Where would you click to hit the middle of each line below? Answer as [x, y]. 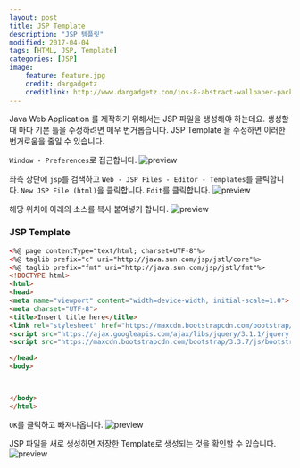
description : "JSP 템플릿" [57, 34]
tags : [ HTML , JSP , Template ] [63, 51]
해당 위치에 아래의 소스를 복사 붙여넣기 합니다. [89, 209]
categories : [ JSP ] [43, 59]
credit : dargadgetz [62, 84]
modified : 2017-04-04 [50, 42]
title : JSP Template [48, 26]
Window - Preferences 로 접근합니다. [73, 160]
